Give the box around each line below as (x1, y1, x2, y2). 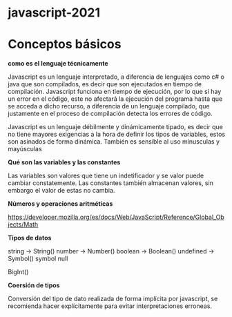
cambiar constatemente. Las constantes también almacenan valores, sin (8, 179, 213, 187)
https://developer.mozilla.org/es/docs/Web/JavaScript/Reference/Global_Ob (8, 213, 225, 222)
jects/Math (8, 220, 39, 229)
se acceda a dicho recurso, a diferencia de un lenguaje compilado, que (8, 102, 210, 111)
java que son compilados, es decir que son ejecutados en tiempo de (8, 80, 202, 88)
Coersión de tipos (8, 281, 60, 289)
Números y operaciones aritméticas (8, 200, 113, 208)
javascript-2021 (8, 5, 101, 21)
